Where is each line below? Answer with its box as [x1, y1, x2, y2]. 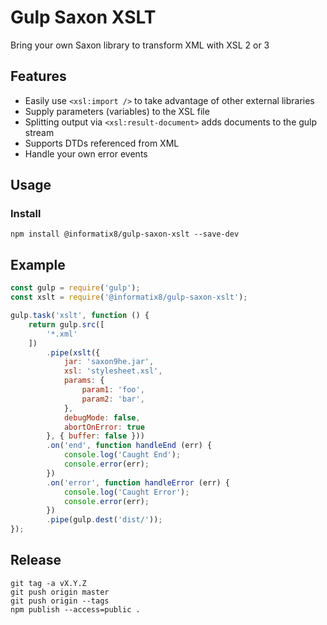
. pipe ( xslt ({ [46, 347, 101, 358]
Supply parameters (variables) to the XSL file [24, 105, 210, 117]
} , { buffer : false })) [46, 431, 145, 441]
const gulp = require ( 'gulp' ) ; [10, 283, 141, 293]
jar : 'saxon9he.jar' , [63, 357, 155, 367]
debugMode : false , [63, 412, 141, 423]
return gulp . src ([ [28, 319, 105, 330]
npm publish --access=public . [10, 604, 141, 615]
